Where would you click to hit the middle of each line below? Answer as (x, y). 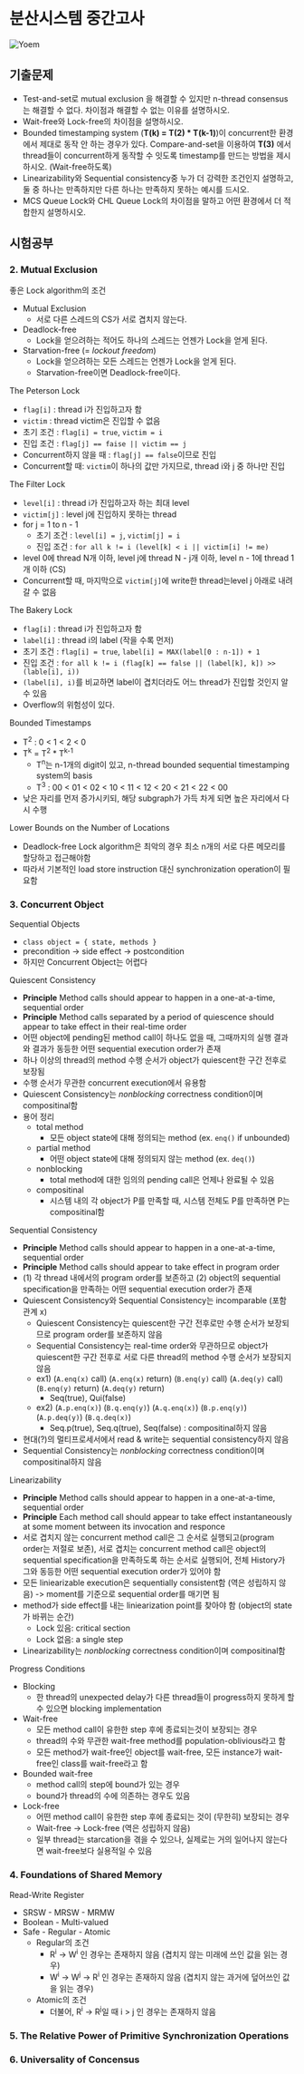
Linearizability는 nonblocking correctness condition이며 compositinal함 (154, 1650)
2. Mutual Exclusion (53, 270)
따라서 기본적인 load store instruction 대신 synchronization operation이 (152, 869)
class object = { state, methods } (90, 943)
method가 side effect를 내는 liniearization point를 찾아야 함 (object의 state (157, 1605)
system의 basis (64, 775)
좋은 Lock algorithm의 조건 (58, 290)
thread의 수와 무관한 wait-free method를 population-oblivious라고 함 (161, 1741)
